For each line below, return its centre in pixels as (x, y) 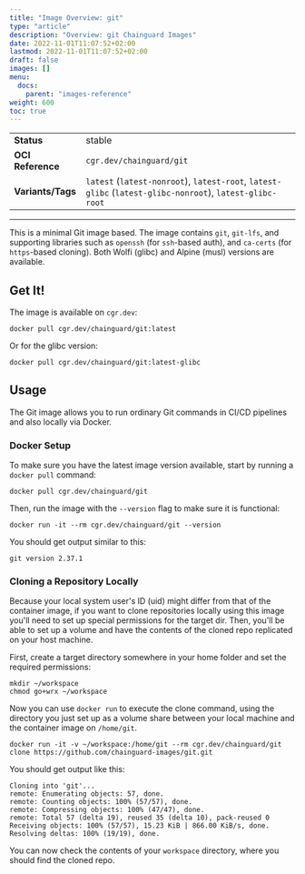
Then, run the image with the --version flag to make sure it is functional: (145, 508)
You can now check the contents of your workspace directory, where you (144, 850)
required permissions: (50, 667)
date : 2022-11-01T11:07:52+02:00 (73, 43)
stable (99, 140)
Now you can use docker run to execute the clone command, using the (142, 708)
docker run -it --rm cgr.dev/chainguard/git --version (115, 525)
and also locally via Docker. (60, 422)
